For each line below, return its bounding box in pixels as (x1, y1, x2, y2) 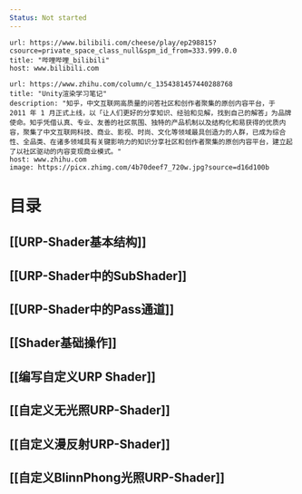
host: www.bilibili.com (9, 63, 100, 73)
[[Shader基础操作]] (9, 335, 117, 351)
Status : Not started (9, 13, 88, 23)
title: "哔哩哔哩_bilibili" (9, 55, 111, 64)
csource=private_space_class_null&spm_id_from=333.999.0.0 (9, 46, 238, 55)
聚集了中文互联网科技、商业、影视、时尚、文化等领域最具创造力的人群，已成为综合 (22, 128, 287, 137)
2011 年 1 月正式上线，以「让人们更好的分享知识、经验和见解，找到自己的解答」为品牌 (9, 108, 292, 118)
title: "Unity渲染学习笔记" (9, 89, 107, 98)
